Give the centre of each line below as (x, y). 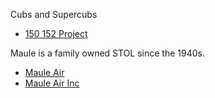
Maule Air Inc (52, 83)
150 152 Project (56, 33)
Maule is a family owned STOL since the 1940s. (107, 53)
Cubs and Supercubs (54, 14)
